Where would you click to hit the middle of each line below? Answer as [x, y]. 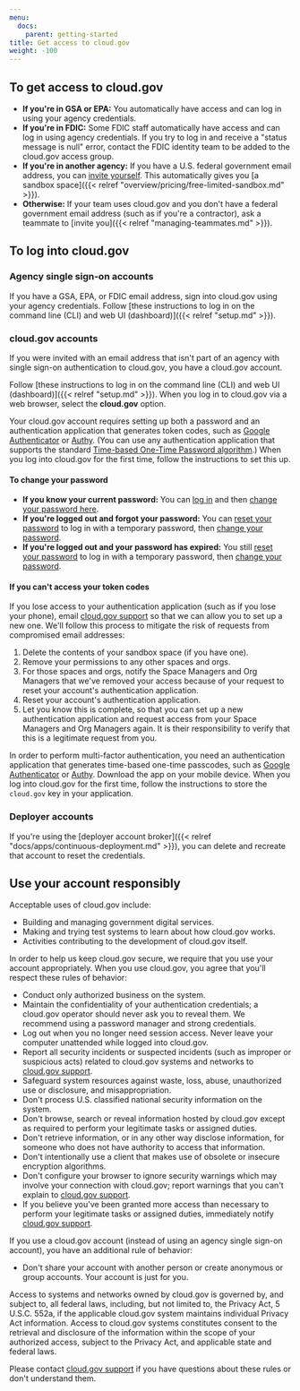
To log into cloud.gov [69, 251]
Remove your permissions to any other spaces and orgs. [126, 662]
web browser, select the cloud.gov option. [88, 403]
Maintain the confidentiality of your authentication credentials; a [140, 1005]
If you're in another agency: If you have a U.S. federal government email [157, 166]
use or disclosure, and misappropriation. [97, 1090]
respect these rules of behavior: [68, 978]
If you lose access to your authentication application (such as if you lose [142, 606]
